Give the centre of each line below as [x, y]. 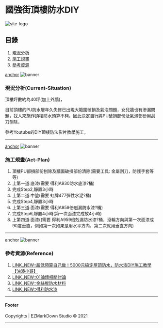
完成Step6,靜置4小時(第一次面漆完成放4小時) [57, 214]
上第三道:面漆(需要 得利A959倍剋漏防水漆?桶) [57, 208]
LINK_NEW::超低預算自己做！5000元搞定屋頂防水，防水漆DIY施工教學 [82, 265]
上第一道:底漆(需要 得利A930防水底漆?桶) [53, 183]
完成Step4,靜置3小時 [33, 202]
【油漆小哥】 [25, 271]
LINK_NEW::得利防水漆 [35, 289]
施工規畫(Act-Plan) [27, 159]
